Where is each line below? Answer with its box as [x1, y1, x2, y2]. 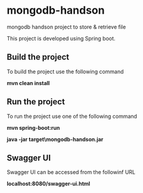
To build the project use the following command [7, 68, 124, 75]
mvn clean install [7, 79, 50, 86]
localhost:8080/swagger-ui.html [7, 180, 91, 188]
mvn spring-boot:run [7, 124, 60, 131]
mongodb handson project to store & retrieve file [7, 23, 126, 30]
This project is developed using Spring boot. [7, 35, 116, 42]
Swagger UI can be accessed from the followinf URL [7, 169, 136, 176]
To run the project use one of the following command [7, 113, 138, 120]
